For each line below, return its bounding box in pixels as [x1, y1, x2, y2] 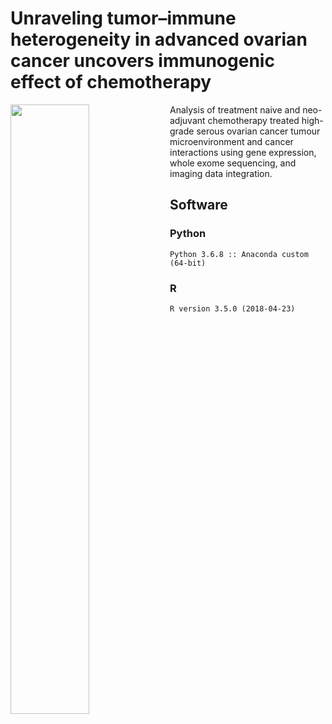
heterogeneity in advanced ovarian [10, 28, 308, 51]
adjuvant [169, 114, 206, 126]
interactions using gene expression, [169, 146, 317, 158]
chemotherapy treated [207, 114, 300, 126]
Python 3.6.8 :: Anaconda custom [169, 249, 309, 259]
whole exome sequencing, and [169, 157, 297, 169]
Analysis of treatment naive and [169, 103, 301, 116]
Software [169, 197, 228, 214]
